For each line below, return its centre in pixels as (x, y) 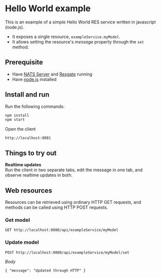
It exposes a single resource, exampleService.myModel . (66, 37)
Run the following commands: (35, 106)
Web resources (29, 190)
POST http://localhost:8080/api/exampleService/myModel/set (67, 252)
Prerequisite (24, 62)
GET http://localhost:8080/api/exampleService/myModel (62, 230)
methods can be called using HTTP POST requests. (57, 207)
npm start (15, 120)
